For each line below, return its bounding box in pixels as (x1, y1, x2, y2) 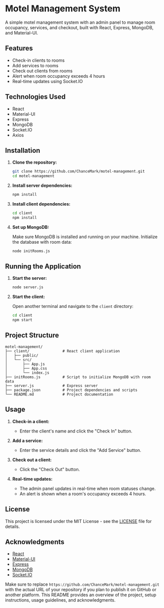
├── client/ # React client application (5, 348, 120, 353)
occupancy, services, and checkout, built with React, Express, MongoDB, (5, 24, 154, 30)
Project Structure (5, 331, 59, 340)
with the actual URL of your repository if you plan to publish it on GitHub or (5, 587, 157, 593)
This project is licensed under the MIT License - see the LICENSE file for (5, 518, 152, 524)
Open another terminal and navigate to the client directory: (12, 304, 134, 309)
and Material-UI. (5, 30, 38, 36)
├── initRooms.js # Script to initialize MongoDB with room (5, 374, 151, 380)
